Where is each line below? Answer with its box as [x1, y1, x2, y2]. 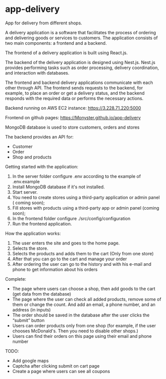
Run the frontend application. [12, 221, 72, 227]
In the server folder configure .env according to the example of [12, 173, 141, 179]
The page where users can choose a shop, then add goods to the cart [12, 286, 156, 292]
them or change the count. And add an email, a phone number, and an [12, 302, 156, 307]
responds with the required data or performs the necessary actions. [5, 95, 144, 101]
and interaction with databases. [5, 70, 69, 76]
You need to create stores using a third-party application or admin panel [12, 194, 160, 200]
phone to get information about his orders [12, 266, 98, 272]
